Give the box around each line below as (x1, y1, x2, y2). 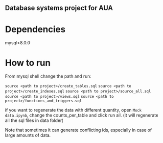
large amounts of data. (5, 132, 51, 138)
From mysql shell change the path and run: (5, 73, 92, 79)
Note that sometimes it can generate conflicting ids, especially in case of (5, 127, 152, 133)
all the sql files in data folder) (5, 117, 64, 123)
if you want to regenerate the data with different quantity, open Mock (5, 107, 142, 113)
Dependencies (5, 24, 66, 35)
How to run (5, 57, 51, 68)
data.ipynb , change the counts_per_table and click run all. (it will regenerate (5, 113, 159, 118)
